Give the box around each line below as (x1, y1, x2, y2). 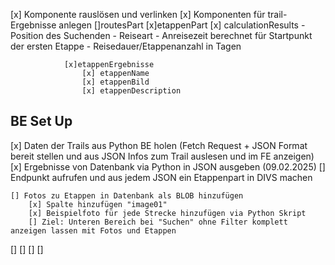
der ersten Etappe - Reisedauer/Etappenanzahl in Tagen (10, 40, 242, 52)
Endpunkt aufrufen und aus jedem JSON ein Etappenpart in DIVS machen (10, 171, 313, 183)
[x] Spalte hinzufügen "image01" (28, 199, 168, 209)
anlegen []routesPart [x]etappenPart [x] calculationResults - (58, 19, 306, 31)
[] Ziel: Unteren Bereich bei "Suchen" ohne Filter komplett (28, 217, 288, 227)
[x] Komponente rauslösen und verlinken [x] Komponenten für (10, 9, 266, 20)
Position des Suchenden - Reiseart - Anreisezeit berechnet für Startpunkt (10, 30, 313, 41)
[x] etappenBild (81, 77, 150, 87)
